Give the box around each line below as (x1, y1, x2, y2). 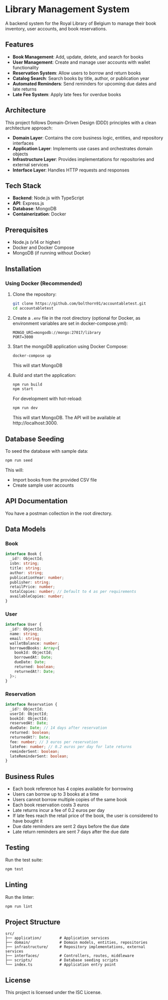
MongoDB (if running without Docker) (12, 250, 91, 256)
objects (12, 151, 29, 157)
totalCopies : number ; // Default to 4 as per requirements (10, 589, 137, 594)
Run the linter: (5, 894, 34, 900)
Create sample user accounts (12, 482, 74, 488)
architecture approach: (5, 125, 53, 131)
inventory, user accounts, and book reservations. (5, 25, 107, 31)
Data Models (5, 525, 46, 534)
